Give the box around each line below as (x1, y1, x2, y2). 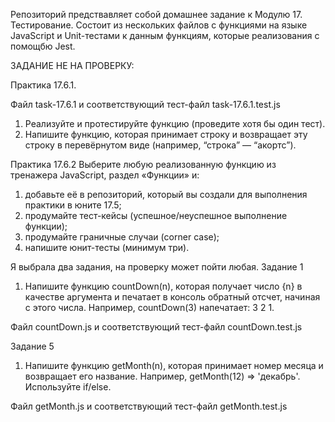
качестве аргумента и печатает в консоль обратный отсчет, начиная (24, 291, 321, 303)
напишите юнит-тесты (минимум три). (24, 242, 190, 253)
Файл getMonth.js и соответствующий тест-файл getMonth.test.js (10, 400, 288, 412)
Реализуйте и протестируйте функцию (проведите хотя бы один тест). (24, 118, 326, 129)
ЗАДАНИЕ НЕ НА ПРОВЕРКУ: (10, 60, 135, 71)
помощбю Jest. (10, 40, 76, 52)
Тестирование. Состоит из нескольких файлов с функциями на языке (10, 19, 308, 31)
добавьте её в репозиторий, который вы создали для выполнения (24, 189, 308, 200)
